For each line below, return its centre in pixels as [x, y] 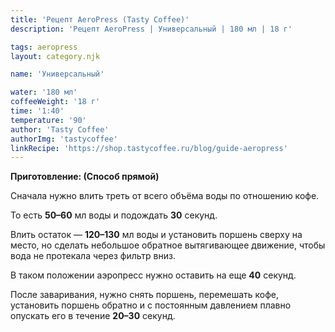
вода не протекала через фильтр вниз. [93, 256]
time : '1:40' [37, 111]
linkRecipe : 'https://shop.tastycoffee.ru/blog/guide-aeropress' [149, 148]
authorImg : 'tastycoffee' [64, 139]
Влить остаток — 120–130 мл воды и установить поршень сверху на [156, 235]
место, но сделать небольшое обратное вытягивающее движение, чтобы [168, 245]
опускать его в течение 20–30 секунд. [93, 316]
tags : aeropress [44, 47]
